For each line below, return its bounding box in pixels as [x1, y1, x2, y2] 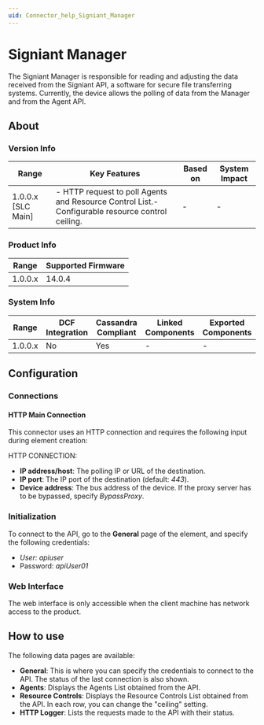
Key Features [90, 168, 141, 179]
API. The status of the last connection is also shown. [19, 674, 190, 683]
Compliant [97, 327, 137, 338]
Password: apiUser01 [19, 560, 89, 571]
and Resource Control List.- [55, 196, 159, 207]
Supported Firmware [46, 260, 126, 271]
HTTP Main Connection [8, 410, 86, 420]
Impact [220, 173, 247, 184]
